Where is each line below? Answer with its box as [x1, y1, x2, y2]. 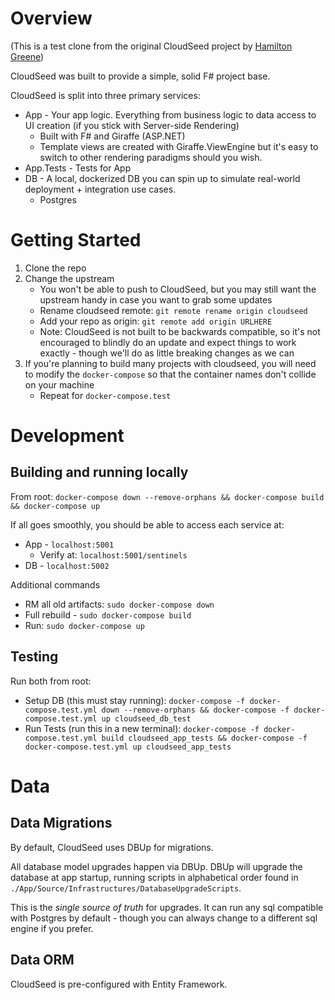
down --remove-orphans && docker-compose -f [101, 705, 290, 715]
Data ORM [10, 952, 75, 969]
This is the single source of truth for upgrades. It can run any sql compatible [10, 901, 324, 913]
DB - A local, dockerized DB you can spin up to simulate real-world [24, 172, 301, 184]
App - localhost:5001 [24, 538, 115, 550]
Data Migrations [10, 815, 113, 832]
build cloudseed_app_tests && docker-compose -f [101, 733, 308, 743]
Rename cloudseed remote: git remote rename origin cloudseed [39, 304, 308, 316]
